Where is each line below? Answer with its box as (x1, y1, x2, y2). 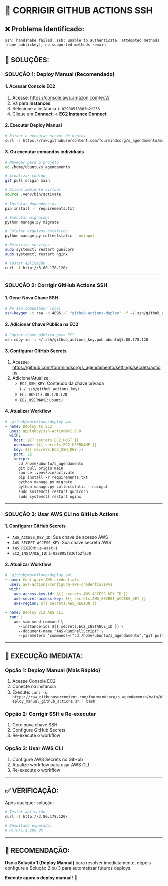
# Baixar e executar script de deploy (5, 133, 86, 138)
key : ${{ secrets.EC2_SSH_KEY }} (14, 447, 84, 452)
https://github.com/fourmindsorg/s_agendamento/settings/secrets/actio (12, 364, 161, 370)
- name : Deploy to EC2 (5, 424, 52, 429)
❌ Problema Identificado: (5, 25, 85, 33)
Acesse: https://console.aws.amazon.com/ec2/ (12, 94, 110, 101)
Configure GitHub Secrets (12, 727, 66, 733)
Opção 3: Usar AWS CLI (5, 745, 63, 752)
